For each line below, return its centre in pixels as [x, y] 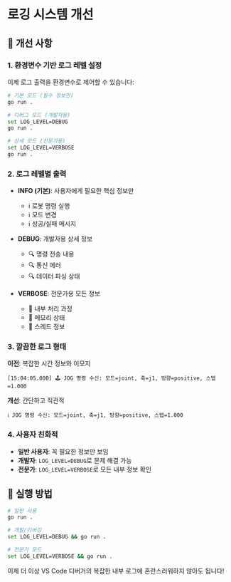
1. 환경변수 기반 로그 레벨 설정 [54, 65]
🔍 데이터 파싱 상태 [54, 276]
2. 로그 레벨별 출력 [37, 174]
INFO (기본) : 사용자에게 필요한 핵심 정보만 [76, 191]
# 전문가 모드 [25, 550]
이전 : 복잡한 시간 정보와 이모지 [49, 363]
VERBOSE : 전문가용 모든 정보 [59, 293]
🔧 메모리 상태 [47, 318]
